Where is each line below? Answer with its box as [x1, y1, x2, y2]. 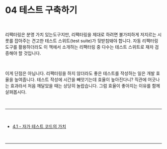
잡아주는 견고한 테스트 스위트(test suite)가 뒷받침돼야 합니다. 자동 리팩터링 [14, 38, 159, 44]
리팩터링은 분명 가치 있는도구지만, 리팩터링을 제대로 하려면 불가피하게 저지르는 [5, 31, 157, 37]
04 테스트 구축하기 [5, 4, 78, 16]
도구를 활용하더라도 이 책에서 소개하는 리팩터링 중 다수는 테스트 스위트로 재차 [5, 44, 154, 50]
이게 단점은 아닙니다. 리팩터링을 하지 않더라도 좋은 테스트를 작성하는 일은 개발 [5, 70, 155, 76]
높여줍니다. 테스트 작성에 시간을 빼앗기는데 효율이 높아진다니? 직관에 [14, 76, 147, 82]
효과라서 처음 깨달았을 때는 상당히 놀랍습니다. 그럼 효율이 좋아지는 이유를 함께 [10, 82, 161, 88]
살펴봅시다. [5, 89, 27, 95]
